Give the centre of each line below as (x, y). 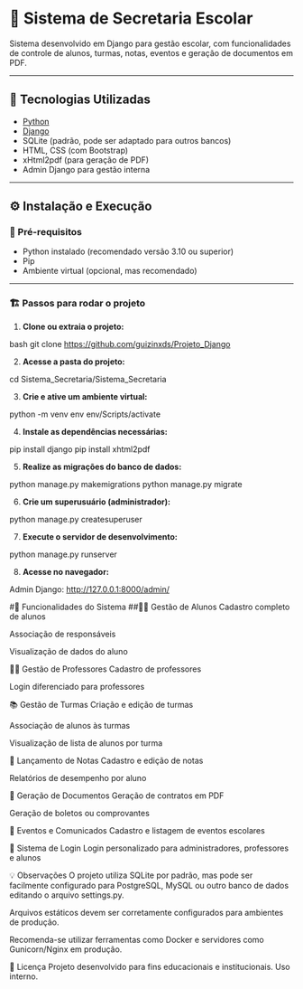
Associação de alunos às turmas (70, 725)
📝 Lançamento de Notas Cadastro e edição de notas (106, 760)
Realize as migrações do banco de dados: (102, 466)
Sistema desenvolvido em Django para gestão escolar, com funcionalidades (150, 43)
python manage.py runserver (63, 554)
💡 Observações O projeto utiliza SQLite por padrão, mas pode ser (131, 875)
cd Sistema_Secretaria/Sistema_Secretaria (88, 379)
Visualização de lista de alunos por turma (86, 743)
